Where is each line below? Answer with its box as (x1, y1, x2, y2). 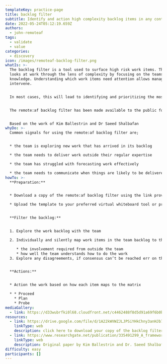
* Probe (14, 300, 30, 305)
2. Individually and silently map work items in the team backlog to (9, 237, 157, 242)
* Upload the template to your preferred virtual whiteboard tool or (9, 202, 157, 207)
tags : (5, 35, 16, 40)
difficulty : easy (5, 347, 41, 352)
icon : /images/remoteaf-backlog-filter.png (5, 58, 97, 63)
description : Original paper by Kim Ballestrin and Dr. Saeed (14, 342, 146, 347)
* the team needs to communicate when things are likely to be (9, 170, 143, 175)
